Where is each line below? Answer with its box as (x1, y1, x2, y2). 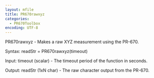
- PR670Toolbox (9, 21, 41, 26)
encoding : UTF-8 (5, 26, 38, 30)
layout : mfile (5, 7, 34, 12)
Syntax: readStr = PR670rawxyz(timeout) (5, 49, 88, 54)
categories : (5, 16, 29, 21)
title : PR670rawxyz (5, 12, 45, 17)
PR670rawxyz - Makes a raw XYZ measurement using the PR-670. (5, 39, 139, 45)
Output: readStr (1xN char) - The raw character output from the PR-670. (5, 67, 150, 74)
